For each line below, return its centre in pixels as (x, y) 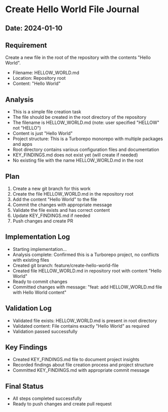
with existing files (31, 260)
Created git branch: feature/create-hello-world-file (66, 265)
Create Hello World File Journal (72, 9)
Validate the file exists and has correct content (61, 210)
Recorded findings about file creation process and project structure (83, 365)
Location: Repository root (39, 78)
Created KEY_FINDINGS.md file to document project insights (76, 360)
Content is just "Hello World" (43, 134)
